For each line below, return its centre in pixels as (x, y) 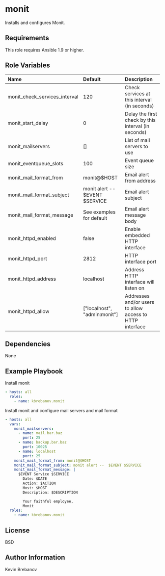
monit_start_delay (28, 123)
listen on (135, 288)
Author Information (35, 558)
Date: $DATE (35, 479)
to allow (134, 308)
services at (138, 93)
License (17, 530)
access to (136, 314)
